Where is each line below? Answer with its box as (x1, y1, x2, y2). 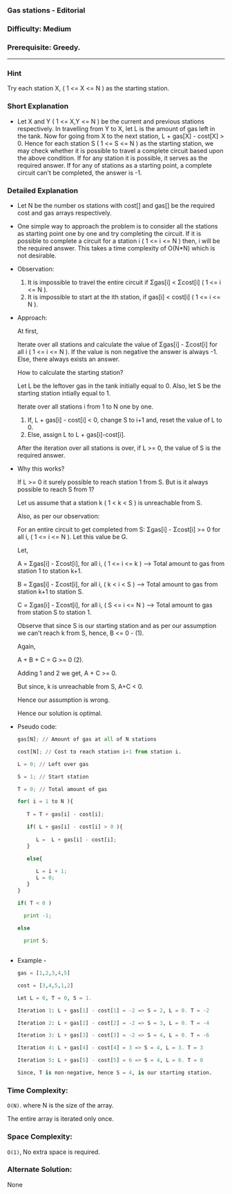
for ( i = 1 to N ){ (17, 798, 74, 805)
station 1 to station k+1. (17, 567, 83, 575)
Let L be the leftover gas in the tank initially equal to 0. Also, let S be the (17, 382, 221, 390)
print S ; (23, 937, 49, 944)
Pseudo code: (17, 723, 57, 731)
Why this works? (17, 464, 65, 473)
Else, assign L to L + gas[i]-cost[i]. (27, 431, 126, 439)
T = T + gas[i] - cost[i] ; (26, 811, 105, 818)
